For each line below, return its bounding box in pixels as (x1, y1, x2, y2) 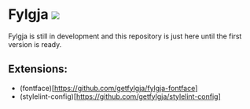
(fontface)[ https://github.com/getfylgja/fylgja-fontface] (19, 83, 198, 93)
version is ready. (8, 39, 62, 49)
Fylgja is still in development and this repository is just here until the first (8, 31, 242, 41)
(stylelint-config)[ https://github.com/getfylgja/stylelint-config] (19, 92, 222, 101)
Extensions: (8, 63, 68, 76)
